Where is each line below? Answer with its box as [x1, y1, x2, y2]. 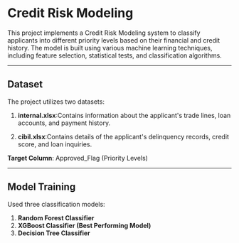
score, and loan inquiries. [17, 140, 92, 148]
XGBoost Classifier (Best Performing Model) [17, 221, 152, 229]
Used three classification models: [7, 200, 105, 208]
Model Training [7, 181, 76, 193]
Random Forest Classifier [17, 213, 95, 222]
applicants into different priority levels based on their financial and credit [7, 36, 221, 44]
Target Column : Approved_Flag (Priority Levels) [7, 153, 148, 162]
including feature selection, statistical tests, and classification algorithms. [7, 51, 222, 60]
